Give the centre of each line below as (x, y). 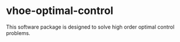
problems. (18, 33)
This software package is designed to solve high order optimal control (90, 27)
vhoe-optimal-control (60, 11)
